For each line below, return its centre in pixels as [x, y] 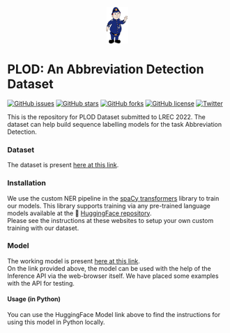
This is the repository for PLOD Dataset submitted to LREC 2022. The [106, 117]
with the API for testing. [41, 283]
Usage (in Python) [34, 299]
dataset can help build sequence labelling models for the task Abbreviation [115, 124]
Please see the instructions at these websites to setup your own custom [110, 220]
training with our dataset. [43, 228]
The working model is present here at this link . [74, 261]
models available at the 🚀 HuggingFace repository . [79, 213]
